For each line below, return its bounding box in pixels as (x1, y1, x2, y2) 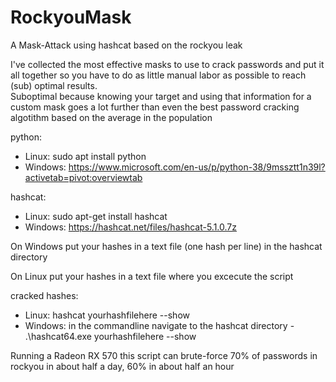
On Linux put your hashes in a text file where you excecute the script (10, 270, 294, 282)
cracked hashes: (10, 289, 79, 301)
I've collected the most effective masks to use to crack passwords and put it (10, 58, 325, 70)
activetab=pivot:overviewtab (24, 171, 143, 183)
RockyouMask (10, 6, 132, 29)
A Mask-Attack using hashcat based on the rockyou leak (10, 39, 243, 51)
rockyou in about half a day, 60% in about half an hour (10, 360, 235, 372)
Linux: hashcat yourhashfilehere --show (24, 309, 191, 321)
